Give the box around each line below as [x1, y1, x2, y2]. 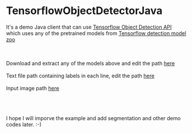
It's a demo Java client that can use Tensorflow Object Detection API [6, 23, 172, 30]
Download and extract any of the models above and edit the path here [6, 60, 175, 67]
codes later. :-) [6, 121, 42, 128]
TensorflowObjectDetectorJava [6, 4, 163, 18]
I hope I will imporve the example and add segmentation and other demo [6, 114, 181, 121]
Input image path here [6, 84, 60, 91]
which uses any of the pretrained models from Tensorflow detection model [6, 29, 186, 36]
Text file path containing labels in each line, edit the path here [6, 72, 155, 79]
